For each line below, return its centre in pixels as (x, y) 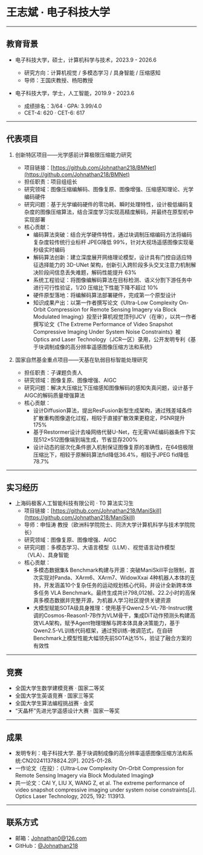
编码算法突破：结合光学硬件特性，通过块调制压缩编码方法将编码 (112, 234)
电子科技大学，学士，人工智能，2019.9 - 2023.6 (75, 93)
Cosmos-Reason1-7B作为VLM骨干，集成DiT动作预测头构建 (117, 615)
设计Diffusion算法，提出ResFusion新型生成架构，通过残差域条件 (113, 410)
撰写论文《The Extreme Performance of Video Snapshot (103, 324)
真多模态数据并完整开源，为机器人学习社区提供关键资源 (102, 600)
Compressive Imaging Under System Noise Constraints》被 (107, 332)
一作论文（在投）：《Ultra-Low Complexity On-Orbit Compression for (99, 768)
